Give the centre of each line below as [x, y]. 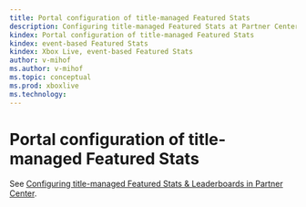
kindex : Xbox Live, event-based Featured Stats [102, 52]
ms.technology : [38, 94]
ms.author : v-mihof [46, 69]
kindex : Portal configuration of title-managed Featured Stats [132, 35]
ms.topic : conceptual [51, 78]
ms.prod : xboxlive [44, 86]
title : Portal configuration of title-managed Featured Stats [130, 18]
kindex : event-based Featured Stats [79, 43]
